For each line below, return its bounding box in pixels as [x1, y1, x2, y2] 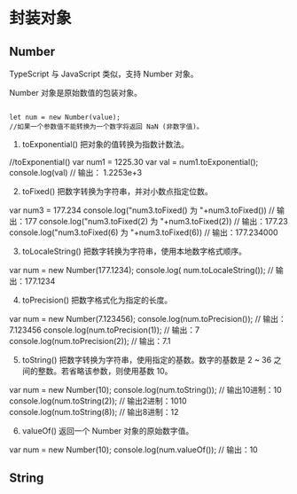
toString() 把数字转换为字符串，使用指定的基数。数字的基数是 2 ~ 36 [21, 355, 272, 365]
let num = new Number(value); [9, 113, 121, 122]
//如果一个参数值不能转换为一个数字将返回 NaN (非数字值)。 [9, 122, 204, 131]
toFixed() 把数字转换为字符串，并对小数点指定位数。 [21, 186, 213, 196]
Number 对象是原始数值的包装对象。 [9, 88, 143, 98]
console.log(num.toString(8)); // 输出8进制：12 [9, 407, 179, 417]
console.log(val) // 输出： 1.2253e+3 [9, 168, 143, 177]
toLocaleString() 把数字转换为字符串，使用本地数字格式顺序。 [21, 246, 246, 256]
